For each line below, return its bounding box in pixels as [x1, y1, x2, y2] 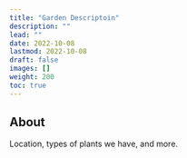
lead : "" [9, 30, 43, 39]
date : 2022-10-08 [9, 38, 75, 48]
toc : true [9, 81, 47, 90]
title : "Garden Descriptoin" [9, 13, 120, 23]
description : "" [9, 22, 71, 31]
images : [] [9, 64, 51, 74]
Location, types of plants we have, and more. [9, 138, 179, 150]
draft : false [9, 55, 59, 64]
